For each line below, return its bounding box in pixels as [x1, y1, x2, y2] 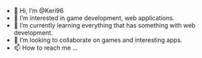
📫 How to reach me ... [13, 43, 78, 52]
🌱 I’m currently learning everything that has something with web [13, 21, 196, 29]
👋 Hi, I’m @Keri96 [13, 7, 64, 14]
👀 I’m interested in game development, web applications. [13, 14, 175, 22]
